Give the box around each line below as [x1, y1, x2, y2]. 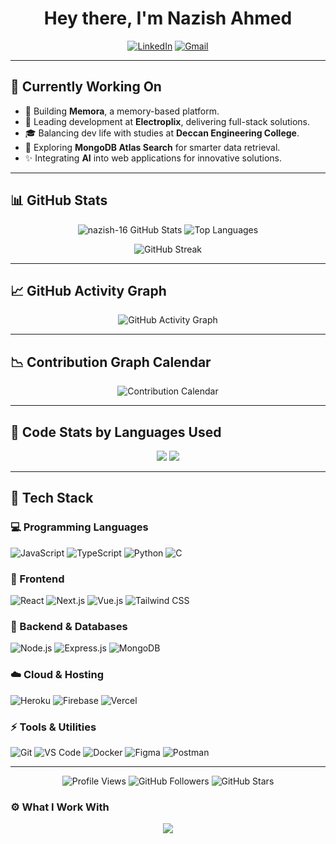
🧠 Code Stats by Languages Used [10, 423, 222, 441]
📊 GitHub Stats [10, 192, 108, 209]
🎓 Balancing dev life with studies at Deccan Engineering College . [24, 127, 300, 139]
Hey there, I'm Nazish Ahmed [43, 7, 293, 30]
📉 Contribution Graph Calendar [10, 353, 212, 371]
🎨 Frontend [10, 572, 65, 586]
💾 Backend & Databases [10, 619, 128, 633]
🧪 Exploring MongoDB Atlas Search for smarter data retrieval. [24, 141, 281, 153]
